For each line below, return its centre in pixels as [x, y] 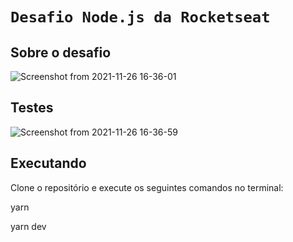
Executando [48, 163]
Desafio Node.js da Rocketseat [140, 17]
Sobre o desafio [61, 52]
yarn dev [28, 226]
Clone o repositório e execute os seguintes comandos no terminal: [147, 187]
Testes [32, 108]
